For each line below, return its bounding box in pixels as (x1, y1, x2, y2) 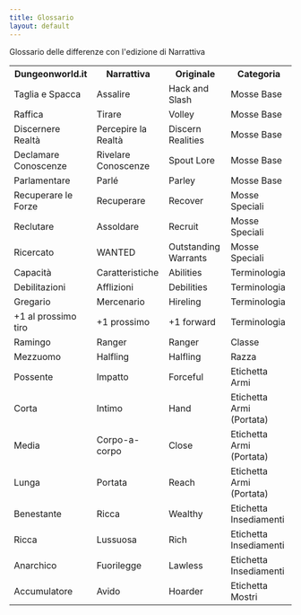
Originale (175, 67, 216, 80)
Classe (230, 336, 260, 348)
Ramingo (13, 336, 51, 348)
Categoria (236, 67, 280, 80)
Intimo (96, 401, 124, 414)
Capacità (13, 266, 52, 278)
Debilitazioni (13, 280, 66, 293)
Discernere (13, 122, 61, 135)
